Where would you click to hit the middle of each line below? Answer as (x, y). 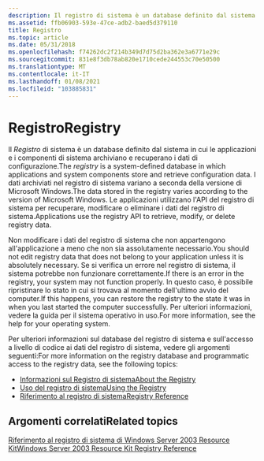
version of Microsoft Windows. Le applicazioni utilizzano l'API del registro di (131, 200)
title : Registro (35, 30)
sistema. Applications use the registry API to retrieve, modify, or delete (122, 217)
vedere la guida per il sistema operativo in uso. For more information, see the (132, 315)
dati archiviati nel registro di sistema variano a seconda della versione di (125, 183)
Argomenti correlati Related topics (93, 421)
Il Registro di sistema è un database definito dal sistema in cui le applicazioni (132, 150)
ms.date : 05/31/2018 (42, 45)
